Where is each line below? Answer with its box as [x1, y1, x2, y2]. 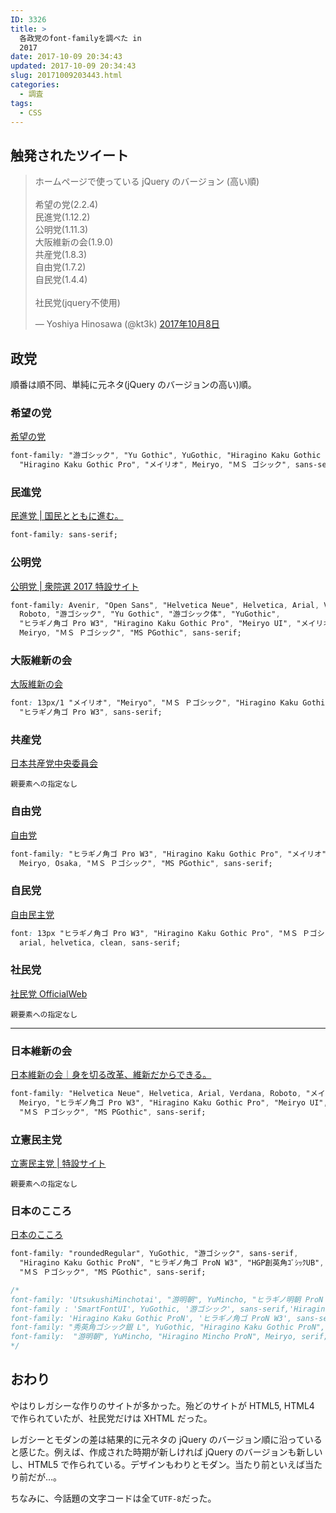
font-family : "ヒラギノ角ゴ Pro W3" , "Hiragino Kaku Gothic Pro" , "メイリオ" [10, 849, 327, 859]
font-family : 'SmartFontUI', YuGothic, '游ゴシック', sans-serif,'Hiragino [10, 1304, 330, 1314]
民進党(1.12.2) [34, 211, 91, 223]
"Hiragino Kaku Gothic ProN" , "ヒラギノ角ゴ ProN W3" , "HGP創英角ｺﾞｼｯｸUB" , [19, 1258, 325, 1268]
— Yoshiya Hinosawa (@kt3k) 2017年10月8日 [34, 318, 220, 330]
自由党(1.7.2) [34, 261, 87, 273]
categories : [10, 80, 60, 90]
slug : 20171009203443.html [10, 71, 123, 81]
